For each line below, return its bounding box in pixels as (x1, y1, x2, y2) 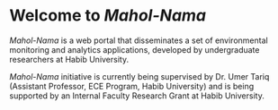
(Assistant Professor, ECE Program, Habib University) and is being (9, 80, 255, 91)
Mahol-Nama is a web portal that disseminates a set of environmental (9, 35, 268, 46)
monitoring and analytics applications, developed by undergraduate (9, 44, 260, 55)
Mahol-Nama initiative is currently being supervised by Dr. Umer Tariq (9, 71, 270, 81)
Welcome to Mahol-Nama (9, 5, 207, 26)
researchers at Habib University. (9, 54, 129, 64)
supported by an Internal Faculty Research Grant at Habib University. (9, 90, 265, 101)
